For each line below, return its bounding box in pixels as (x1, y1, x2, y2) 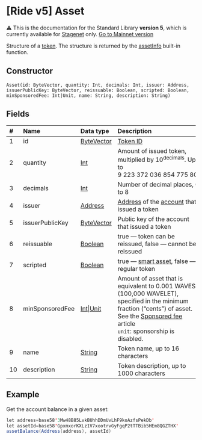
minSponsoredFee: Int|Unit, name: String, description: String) (6, 92, 171, 99)
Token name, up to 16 (117, 344, 180, 353)
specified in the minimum (117, 297, 189, 305)
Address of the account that (117, 197, 197, 206)
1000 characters (117, 369, 165, 377)
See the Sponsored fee (117, 312, 183, 320)
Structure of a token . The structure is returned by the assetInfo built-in (6, 42, 181, 49)
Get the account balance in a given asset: (6, 405, 109, 413)
